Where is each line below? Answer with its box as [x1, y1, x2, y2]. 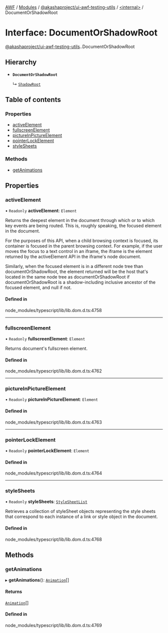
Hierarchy [5, 58, 37, 66]
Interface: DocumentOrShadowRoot [5, 27, 157, 38]
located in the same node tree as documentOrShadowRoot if [5, 274, 130, 280]
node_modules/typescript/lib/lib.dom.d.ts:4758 [5, 307, 102, 313]
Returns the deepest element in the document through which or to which [5, 217, 155, 223]
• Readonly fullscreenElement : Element [5, 335, 85, 341]
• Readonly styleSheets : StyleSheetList [5, 498, 87, 504]
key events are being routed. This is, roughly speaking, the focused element [5, 222, 161, 229]
